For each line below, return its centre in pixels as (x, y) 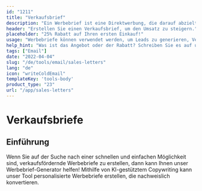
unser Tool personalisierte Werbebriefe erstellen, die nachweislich (88, 176)
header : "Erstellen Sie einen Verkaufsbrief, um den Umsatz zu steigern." (102, 29)
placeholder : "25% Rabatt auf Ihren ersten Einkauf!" (75, 34)
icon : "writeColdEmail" (36, 74)
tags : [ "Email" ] (26, 51)
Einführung (28, 142)
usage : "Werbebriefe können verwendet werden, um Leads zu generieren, (98, 40)
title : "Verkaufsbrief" (36, 17)
